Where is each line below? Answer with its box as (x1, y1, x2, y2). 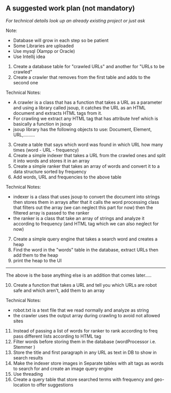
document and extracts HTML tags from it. (13, 110, 102, 116)
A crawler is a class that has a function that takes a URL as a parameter (13, 99, 162, 105)
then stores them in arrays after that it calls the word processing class (13, 199, 159, 205)
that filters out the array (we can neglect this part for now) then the (13, 204, 154, 210)
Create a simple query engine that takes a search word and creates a (13, 236, 158, 242)
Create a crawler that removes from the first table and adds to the (13, 74, 151, 80)
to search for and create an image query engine (13, 366, 113, 372)
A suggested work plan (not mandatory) (6, 4, 135, 13)
